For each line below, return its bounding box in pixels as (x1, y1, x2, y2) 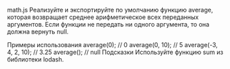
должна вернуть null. (7, 27, 69, 36)
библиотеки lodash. (7, 55, 64, 64)
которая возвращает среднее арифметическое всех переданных (7, 13, 199, 21)
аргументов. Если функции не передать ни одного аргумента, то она (7, 20, 209, 28)
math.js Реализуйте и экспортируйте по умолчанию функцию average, (7, 6, 214, 14)
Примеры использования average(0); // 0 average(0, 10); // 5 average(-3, (7, 41, 218, 49)
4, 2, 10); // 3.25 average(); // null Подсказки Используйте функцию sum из (7, 48, 224, 56)
